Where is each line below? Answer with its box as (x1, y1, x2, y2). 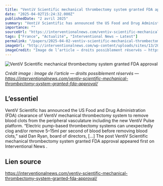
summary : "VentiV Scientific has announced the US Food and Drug (5, 20, 140, 26)
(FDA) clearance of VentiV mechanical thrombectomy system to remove (5, 112, 149, 119)
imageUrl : (5, 43, 25, 48)
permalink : (5, 39, 27, 44)
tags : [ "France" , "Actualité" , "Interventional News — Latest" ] (5, 34, 138, 39)
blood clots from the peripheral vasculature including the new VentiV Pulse (5, 118, 154, 124)
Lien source (5, 157, 41, 166)
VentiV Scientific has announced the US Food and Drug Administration (5, 108, 146, 113)
